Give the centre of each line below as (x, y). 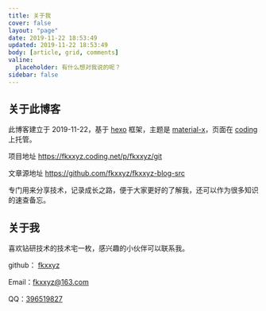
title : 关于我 (30, 16)
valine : (21, 60)
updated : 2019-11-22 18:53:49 (58, 45)
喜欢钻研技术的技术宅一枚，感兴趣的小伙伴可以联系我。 (98, 248)
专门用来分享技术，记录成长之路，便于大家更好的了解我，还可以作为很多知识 (133, 190)
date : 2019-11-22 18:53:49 (53, 38)
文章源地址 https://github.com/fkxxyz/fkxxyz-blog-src (96, 173)
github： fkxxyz (34, 265)
